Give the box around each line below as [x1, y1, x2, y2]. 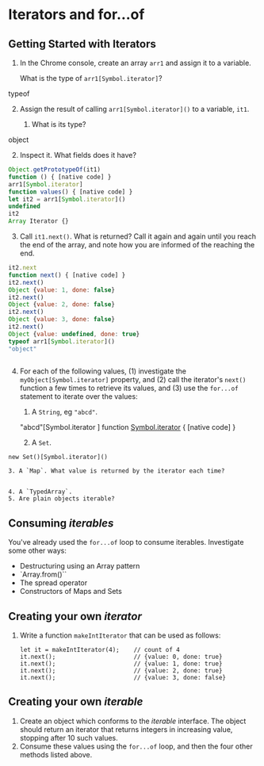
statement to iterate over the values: [19, 392, 138, 401]
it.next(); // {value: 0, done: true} [19, 653, 223, 661]
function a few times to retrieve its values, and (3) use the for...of [19, 383, 239, 393]
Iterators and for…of [8, 6, 145, 24]
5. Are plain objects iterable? [8, 495, 115, 503]
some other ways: [8, 546, 67, 556]
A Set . [31, 438, 52, 447]
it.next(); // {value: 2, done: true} [19, 667, 223, 675]
